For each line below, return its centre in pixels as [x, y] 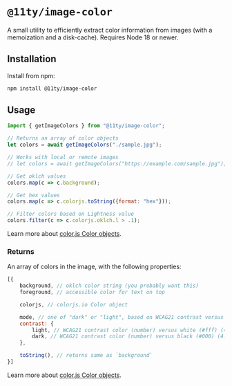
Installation [32, 59]
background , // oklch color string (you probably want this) [109, 286]
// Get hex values [33, 195]
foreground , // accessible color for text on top [93, 293]
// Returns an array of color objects [63, 138]
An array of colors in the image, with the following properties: [94, 267]
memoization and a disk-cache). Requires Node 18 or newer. [93, 37]
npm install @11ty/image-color [52, 89]
